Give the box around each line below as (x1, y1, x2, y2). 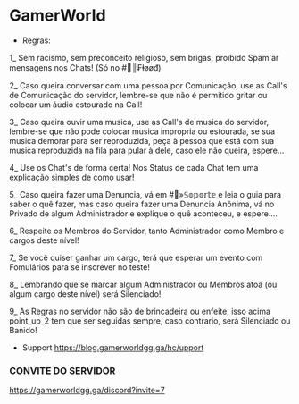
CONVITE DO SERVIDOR (9, 364, 116, 376)
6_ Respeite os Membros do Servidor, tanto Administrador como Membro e (9, 225, 285, 236)
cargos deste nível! (9, 234, 79, 246)
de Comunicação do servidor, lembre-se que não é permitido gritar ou (9, 89, 268, 100)
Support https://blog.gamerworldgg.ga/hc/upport (21, 341, 204, 353)
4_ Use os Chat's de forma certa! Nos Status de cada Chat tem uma (9, 162, 259, 173)
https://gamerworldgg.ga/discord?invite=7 (9, 385, 165, 396)
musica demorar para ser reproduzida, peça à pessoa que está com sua (9, 135, 275, 146)
